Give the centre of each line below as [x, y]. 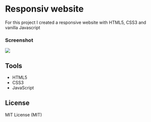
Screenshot [19, 40]
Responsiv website [44, 9]
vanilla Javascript [23, 27]
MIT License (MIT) [24, 115]
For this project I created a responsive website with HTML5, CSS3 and [76, 22]
